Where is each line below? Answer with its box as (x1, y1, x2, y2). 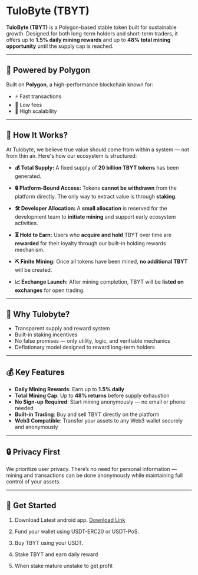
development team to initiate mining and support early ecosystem (14, 213, 176, 220)
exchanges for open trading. (14, 287, 85, 294)
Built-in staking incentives (14, 331, 78, 338)
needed (14, 405, 34, 412)
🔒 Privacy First (6, 447, 61, 457)
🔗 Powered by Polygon (6, 65, 90, 75)
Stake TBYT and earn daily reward (14, 551, 98, 558)
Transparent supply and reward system (14, 325, 110, 332)
